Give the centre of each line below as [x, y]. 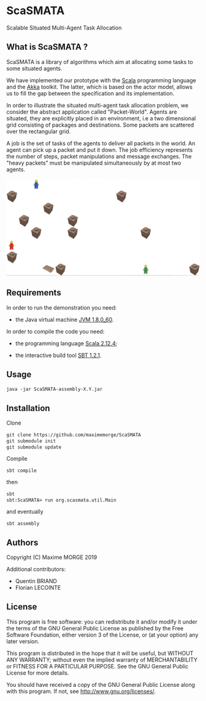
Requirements [34, 293]
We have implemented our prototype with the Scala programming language [101, 80]
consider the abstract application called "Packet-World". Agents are [92, 112]
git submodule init [31, 441]
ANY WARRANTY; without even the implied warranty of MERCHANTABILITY [102, 660]
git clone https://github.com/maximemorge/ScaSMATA [74, 435]
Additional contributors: [36, 569]
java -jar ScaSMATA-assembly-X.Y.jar [55, 390]
